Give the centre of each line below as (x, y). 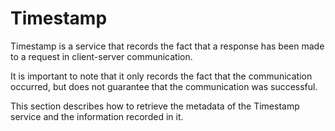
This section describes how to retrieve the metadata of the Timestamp (155, 106)
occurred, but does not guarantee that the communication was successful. (164, 86)
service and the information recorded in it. (97, 116)
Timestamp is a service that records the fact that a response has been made (167, 46)
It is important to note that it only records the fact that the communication (161, 76)
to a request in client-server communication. (101, 56)
